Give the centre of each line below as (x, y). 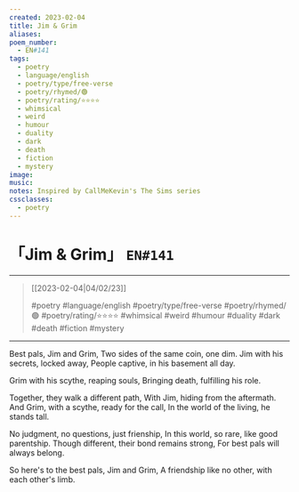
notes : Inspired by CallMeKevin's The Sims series (105, 191)
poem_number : (33, 42)
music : (21, 183)
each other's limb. (42, 479)
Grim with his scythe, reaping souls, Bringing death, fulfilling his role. (135, 380)
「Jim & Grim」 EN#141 (92, 254)
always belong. (37, 452)
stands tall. (29, 416)
